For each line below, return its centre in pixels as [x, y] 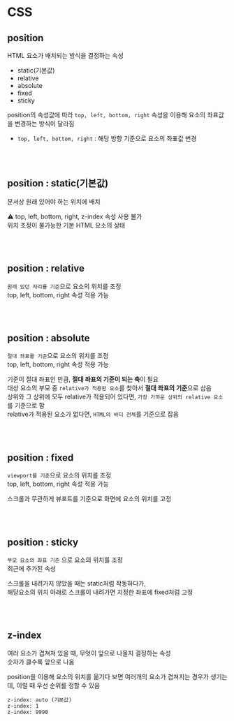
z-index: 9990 [28, 712]
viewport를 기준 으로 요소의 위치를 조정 [59, 475]
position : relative [46, 268]
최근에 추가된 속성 [31, 569]
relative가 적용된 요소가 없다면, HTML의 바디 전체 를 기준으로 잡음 [93, 414]
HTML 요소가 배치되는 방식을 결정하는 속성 [65, 55]
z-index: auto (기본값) [39, 700]
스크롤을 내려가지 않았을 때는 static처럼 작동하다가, [77, 584]
